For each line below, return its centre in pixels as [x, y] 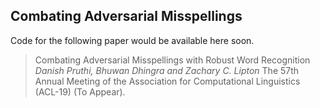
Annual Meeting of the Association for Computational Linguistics [167, 81]
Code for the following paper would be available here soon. [132, 40]
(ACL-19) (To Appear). [80, 91]
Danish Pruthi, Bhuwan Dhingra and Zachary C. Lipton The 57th [167, 70]
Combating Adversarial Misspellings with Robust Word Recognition [172, 60]
